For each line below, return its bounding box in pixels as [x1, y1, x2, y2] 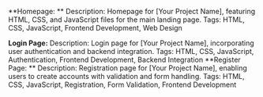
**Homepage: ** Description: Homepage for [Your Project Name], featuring [8, 7, 256, 16]
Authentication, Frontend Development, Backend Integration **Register [8, 55, 241, 64]
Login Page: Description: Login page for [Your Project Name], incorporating [8, 38, 254, 48]
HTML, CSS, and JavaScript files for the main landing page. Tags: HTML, [8, 15, 245, 24]
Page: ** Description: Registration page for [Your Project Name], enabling [8, 63, 247, 73]
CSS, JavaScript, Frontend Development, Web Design [8, 23, 183, 32]
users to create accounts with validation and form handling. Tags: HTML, [8, 72, 245, 81]
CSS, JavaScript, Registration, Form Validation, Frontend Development [8, 80, 237, 89]
